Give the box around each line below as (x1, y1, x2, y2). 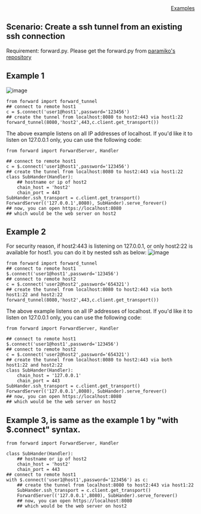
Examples (170, 5, 195, 11)
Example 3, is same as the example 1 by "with (6, 415, 178, 425)
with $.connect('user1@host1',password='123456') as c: (6, 477, 148, 483)
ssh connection (6, 31, 66, 41)
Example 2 (6, 227, 46, 237)
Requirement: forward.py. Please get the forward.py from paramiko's (6, 47, 175, 54)
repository (6, 53, 32, 60)
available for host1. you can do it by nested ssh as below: (6, 249, 147, 256)
